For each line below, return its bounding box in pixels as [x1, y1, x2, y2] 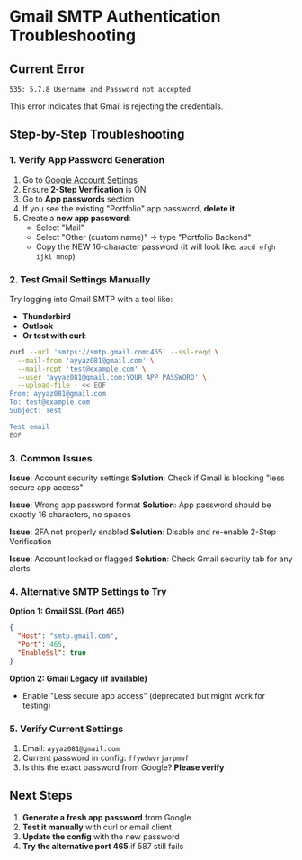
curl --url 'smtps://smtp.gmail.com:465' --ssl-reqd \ [9, 347, 219, 356]
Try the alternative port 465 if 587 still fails [22, 840, 184, 851]
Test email [9, 422, 50, 431]
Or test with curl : [22, 330, 87, 341]
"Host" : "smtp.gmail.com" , [17, 632, 119, 641]
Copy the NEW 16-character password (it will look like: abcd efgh [35, 241, 276, 252]
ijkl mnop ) [35, 250, 76, 262]
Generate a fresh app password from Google [22, 811, 191, 822]
